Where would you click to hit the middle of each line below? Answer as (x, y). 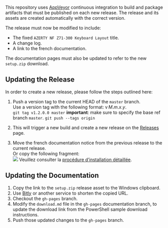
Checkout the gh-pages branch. (45, 198)
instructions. (26, 214)
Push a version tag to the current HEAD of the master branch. (76, 101)
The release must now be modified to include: (53, 28)
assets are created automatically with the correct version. (65, 18)
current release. (29, 148)
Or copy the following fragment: (46, 154)
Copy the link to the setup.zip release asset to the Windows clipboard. (87, 187)
